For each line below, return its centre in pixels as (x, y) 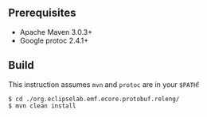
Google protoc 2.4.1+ (54, 40)
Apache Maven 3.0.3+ (56, 32)
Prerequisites (42, 13)
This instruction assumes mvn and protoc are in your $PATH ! (104, 84)
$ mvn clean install (43, 106)
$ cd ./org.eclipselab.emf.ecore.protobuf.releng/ (94, 99)
